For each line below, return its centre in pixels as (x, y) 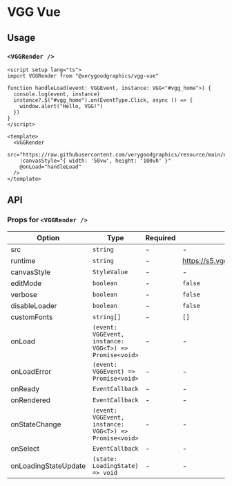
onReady (25, 388)
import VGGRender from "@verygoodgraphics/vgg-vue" (83, 76)
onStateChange (36, 424)
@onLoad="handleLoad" (50, 167)
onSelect (25, 449)
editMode (26, 283)
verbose (24, 294)
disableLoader (34, 305)
